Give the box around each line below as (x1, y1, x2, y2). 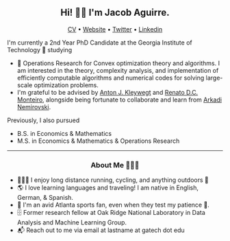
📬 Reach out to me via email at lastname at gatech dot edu (16, 226, 185, 234)
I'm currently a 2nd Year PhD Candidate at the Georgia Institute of (7, 38, 193, 47)
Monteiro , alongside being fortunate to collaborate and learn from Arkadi (16, 95, 222, 104)
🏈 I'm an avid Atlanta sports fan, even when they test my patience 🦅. (16, 200, 210, 209)
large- (205, 73, 223, 82)
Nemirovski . (16, 102, 51, 111)
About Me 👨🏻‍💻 (90, 160, 140, 170)
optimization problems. (34, 80, 99, 89)
